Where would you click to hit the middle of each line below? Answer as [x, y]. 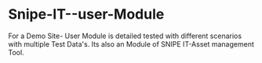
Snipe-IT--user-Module [86, 14]
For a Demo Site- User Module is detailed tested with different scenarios [125, 36]
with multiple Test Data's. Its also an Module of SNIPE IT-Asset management [131, 44]
